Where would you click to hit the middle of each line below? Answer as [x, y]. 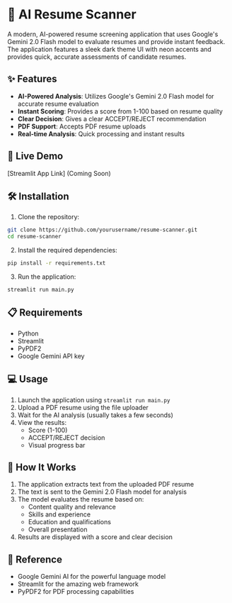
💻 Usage [28, 379]
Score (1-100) [48, 430]
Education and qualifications [70, 522]
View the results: [42, 422]
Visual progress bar [57, 445]
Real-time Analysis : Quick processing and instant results [101, 133]
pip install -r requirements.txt [57, 263]
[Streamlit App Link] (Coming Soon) [59, 173]
